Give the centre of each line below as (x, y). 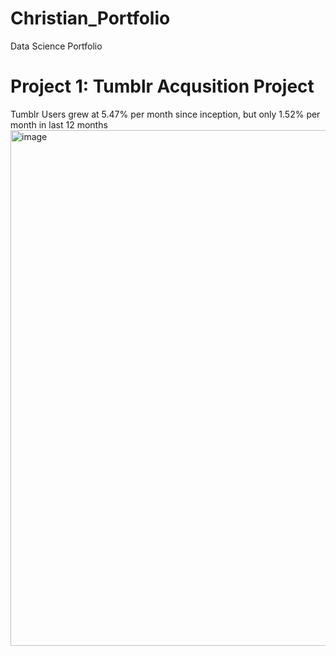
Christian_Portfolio (90, 18)
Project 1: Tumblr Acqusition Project (162, 86)
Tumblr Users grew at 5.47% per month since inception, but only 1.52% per (165, 114)
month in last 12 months (59, 124)
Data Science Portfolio (56, 46)
